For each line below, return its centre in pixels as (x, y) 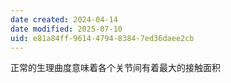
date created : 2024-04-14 (64, 19)
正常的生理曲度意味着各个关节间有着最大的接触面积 (115, 68)
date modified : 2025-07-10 (66, 29)
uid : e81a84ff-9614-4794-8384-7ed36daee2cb (102, 38)
